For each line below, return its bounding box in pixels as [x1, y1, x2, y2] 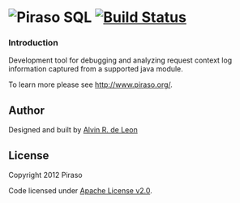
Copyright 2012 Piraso [8, 171, 83, 180]
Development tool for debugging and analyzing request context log [8, 55, 233, 65]
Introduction [8, 37, 58, 49]
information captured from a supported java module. [8, 64, 184, 74]
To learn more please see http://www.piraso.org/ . [8, 80, 173, 89]
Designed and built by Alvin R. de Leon [8, 125, 138, 135]
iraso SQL [25, 8, 92, 27]
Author [8, 103, 45, 117]
